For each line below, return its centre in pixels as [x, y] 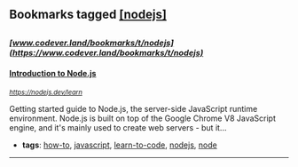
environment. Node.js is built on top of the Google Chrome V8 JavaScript [143, 118]
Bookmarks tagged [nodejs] [88, 15]
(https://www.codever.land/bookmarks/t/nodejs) [106, 53]
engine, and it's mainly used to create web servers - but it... [118, 127]
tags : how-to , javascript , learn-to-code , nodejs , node [119, 145]
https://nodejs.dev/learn [46, 92]
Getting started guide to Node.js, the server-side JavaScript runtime [133, 108]
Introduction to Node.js [53, 74]
